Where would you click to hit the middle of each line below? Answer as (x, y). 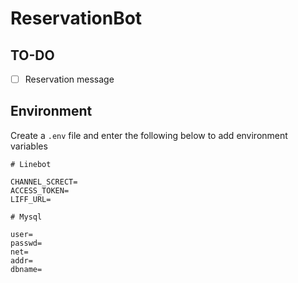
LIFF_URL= (31, 199)
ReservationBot (76, 18)
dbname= (26, 269)
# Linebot (31, 164)
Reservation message (69, 79)
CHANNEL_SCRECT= (44, 182)
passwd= (26, 243)
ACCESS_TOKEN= (40, 190)
